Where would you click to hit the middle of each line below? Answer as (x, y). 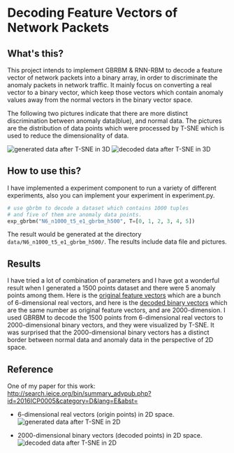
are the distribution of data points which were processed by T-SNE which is (116, 128)
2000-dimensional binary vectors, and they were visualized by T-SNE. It (111, 325)
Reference (30, 369)
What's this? (36, 53)
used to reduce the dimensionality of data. (68, 135)
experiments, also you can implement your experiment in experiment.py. (111, 195)
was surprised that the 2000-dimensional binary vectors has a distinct (108, 332)
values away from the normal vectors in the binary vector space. (100, 100)
